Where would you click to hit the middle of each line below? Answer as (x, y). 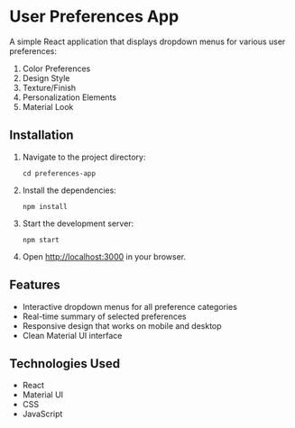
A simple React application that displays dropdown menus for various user (147, 41)
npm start (41, 240)
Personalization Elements (69, 97)
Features (35, 285)
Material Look (48, 106)
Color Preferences (56, 68)
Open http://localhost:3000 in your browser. (104, 256)
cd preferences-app (59, 173)
